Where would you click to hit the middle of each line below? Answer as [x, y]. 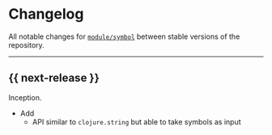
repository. [26, 44]
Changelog [46, 14]
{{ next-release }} [54, 78]
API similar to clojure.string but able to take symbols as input [136, 121]
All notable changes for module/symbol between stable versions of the [124, 36]
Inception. [25, 97]
